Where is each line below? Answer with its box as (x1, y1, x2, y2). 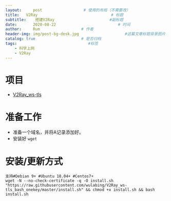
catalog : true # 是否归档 (5, 36, 102, 42)
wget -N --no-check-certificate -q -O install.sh (5, 178, 114, 184)
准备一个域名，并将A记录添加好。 (12, 129, 84, 135)
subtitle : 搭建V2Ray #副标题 (5, 17, 124, 22)
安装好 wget (12, 136, 37, 142)
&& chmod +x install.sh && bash (85, 187, 155, 193)
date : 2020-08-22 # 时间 (5, 22, 130, 27)
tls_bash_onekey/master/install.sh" (5, 187, 84, 193)
